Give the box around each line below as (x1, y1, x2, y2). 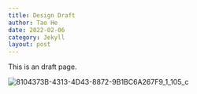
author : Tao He (8, 19, 58, 27)
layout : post (8, 41, 51, 49)
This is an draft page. (8, 62, 77, 71)
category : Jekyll (8, 33, 65, 42)
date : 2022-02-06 (8, 26, 65, 34)
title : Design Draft (8, 11, 76, 20)
